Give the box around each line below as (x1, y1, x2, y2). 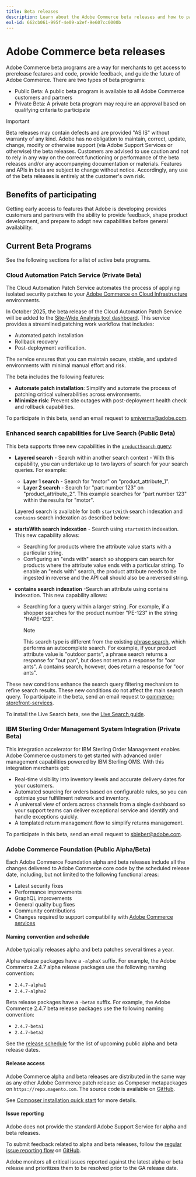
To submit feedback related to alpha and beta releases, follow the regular (6, 1140, 182, 1148)
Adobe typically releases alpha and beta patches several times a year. (6, 946, 174, 953)
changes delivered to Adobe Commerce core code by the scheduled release (6, 865, 190, 872)
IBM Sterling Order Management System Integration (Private (6, 725, 181, 733)
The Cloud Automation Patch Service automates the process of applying (6, 285, 180, 292)
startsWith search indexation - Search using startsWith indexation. (14, 525, 179, 532)
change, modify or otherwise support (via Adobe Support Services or (6, 142, 173, 149)
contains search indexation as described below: (14, 514, 130, 521)
